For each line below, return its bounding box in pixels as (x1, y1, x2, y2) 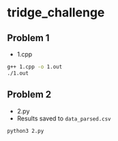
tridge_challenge (7, 5, 105, 21)
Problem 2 (7, 89, 52, 101)
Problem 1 (7, 32, 50, 44)
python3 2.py (7, 127, 44, 134)
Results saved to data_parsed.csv (16, 114, 111, 123)
